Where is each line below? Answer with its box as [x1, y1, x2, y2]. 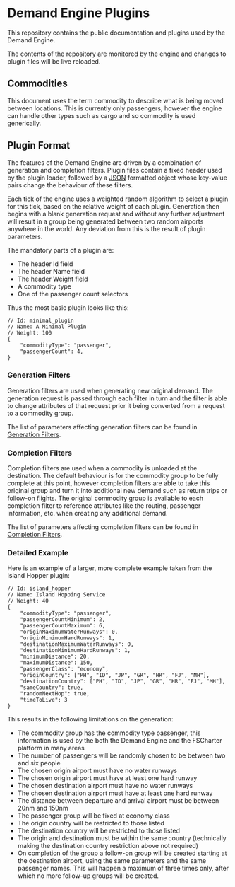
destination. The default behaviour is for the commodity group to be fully [7, 472, 219, 480]
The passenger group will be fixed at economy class [17, 811, 171, 820]
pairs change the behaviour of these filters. [7, 180, 133, 189]
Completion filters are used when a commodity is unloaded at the [7, 464, 198, 473]
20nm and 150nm [17, 804, 68, 813]
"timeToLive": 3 [20, 697, 68, 704]
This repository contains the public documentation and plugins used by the [7, 28, 226, 37]
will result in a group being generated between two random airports [7, 217, 204, 226]
